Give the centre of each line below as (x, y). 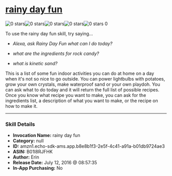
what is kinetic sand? (35, 63)
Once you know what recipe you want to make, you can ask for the (76, 95)
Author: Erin (26, 157)
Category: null (28, 141)
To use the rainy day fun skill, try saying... (49, 33)
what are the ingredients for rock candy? (56, 53)
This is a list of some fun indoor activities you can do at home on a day (80, 73)
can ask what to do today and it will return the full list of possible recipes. (82, 90)
